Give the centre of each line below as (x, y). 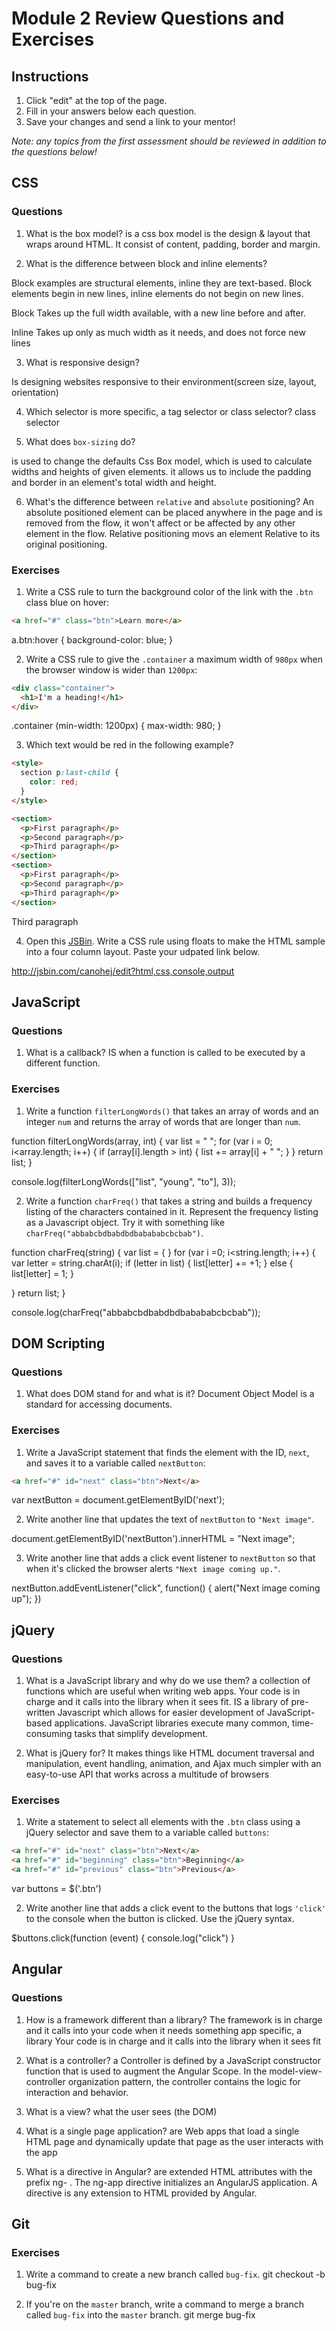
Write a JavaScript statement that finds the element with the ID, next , (167, 1452)
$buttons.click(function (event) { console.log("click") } (123, 1938)
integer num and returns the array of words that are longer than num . (163, 1121)
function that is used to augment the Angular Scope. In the (146, 2071)
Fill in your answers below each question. (111, 111)
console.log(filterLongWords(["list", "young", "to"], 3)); (124, 1181)
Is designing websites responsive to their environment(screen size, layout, (164, 381)
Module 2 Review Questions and (148, 18)
